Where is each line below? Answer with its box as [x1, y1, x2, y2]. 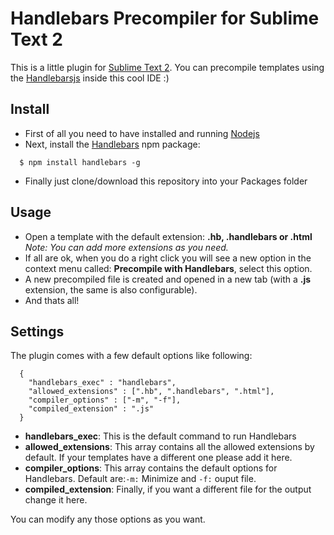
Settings [10, 323, 65, 340]
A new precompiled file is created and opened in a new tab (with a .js [24, 273, 312, 285]
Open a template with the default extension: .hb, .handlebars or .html [24, 230, 313, 242]
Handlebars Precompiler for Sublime [10, 7, 320, 30]
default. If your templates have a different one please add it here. [24, 452, 293, 464]
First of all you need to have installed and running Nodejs [24, 127, 260, 139]
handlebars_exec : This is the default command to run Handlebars [24, 430, 297, 442]
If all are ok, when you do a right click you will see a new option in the [24, 252, 312, 264]
